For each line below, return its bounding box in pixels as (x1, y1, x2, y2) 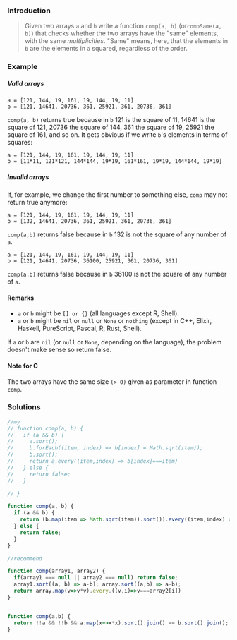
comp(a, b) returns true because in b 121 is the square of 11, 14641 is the (7, 116, 216, 124)
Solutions (7, 402, 41, 412)
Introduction (7, 6, 51, 16)
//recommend (7, 555, 42, 562)
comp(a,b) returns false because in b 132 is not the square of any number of (7, 230, 227, 239)
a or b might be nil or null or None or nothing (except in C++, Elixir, (17, 317, 212, 325)
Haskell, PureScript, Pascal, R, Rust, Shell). (17, 324, 142, 333)
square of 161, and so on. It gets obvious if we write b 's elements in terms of (7, 131, 228, 139)
